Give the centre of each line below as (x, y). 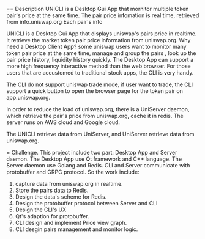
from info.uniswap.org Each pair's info (54, 22)
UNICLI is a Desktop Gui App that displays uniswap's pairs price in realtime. (102, 34)
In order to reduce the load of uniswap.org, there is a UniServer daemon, (98, 109)
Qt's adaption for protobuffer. (52, 216)
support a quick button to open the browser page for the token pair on (95, 91)
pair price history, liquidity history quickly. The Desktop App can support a (100, 60)
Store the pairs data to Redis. (52, 190)
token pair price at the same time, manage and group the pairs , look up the (102, 53)
